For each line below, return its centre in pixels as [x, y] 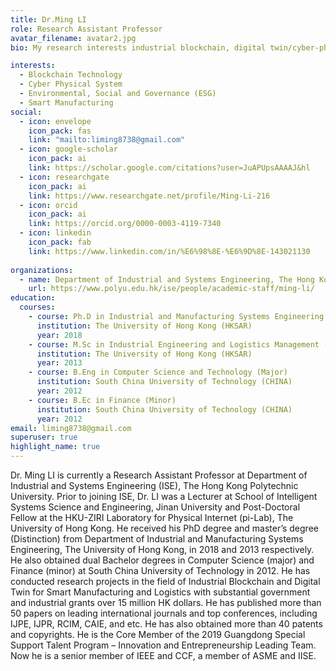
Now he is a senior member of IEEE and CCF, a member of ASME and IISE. [163, 655]
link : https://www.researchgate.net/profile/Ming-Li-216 [149, 196]
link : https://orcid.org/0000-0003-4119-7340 [125, 224]
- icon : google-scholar [68, 149]
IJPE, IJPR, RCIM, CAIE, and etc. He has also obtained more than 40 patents [166, 624]
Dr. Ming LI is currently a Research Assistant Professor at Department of [159, 475]
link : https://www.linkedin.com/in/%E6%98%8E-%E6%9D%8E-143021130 [169, 251]
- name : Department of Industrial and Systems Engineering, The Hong [167, 279]
